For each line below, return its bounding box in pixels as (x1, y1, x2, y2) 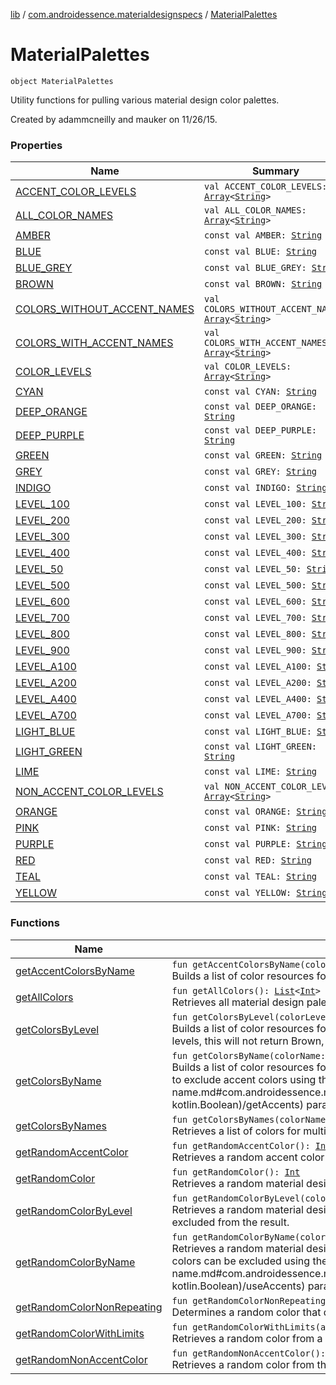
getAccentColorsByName (15, 964, 135, 978)
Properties (10, 138, 63, 152)
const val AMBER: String (203, 230, 323, 241)
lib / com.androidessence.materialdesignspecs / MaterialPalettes (10, 9, 278, 20)
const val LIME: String (203, 766, 318, 778)
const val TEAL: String (203, 871, 318, 883)
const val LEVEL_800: (203, 629, 307, 640)
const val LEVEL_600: (203, 596, 307, 608)
